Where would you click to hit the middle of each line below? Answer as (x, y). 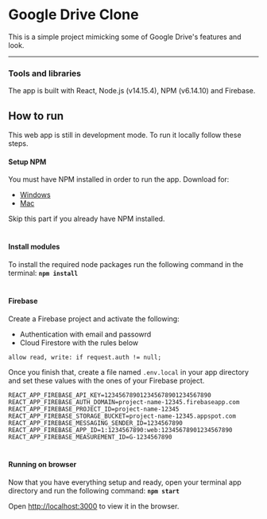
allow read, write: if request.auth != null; (85, 357)
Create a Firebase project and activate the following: (94, 318)
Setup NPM (27, 162)
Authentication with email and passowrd (85, 334)
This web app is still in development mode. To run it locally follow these (125, 135)
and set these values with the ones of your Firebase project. (106, 380)
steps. (18, 144)
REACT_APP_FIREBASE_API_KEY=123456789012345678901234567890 (110, 395)
